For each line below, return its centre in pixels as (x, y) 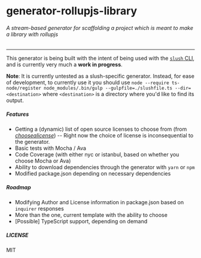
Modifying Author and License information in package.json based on (99, 202)
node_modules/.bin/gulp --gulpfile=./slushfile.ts (108, 88)
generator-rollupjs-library (72, 11)
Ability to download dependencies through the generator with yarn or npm (105, 167)
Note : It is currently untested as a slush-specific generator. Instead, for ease (100, 76)
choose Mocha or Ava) (43, 161)
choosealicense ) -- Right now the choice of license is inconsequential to (104, 136)
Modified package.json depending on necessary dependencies (93, 174)
